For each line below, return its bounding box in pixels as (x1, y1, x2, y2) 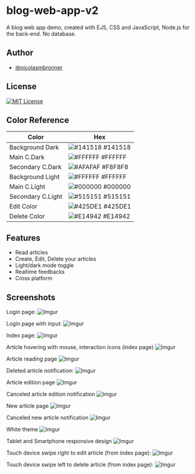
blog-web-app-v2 (6, 4, 99, 18)
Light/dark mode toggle (15, 262, 74, 269)
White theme (6, 426, 38, 433)
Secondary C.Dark (9, 163, 62, 172)
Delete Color (9, 212, 45, 221)
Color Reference (6, 115, 70, 125)
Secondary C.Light (9, 192, 62, 201)
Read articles (15, 249, 48, 256)
